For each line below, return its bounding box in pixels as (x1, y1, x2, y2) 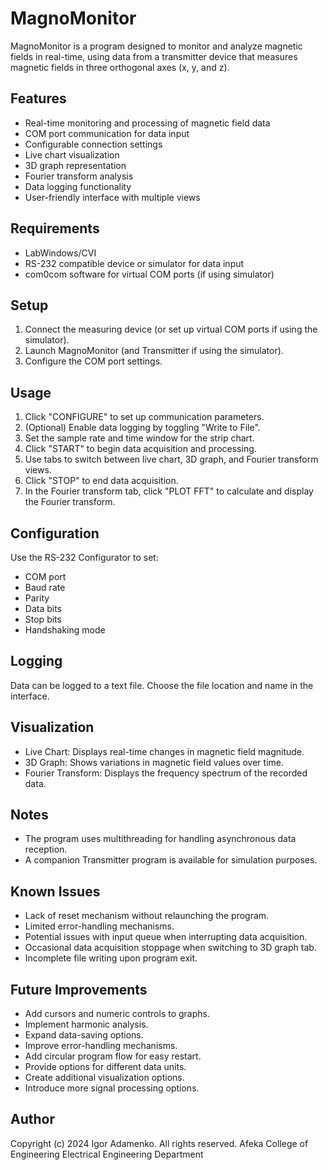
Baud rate (24, 582, 66, 593)
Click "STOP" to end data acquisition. (24, 475, 179, 487)
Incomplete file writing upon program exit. (24, 952, 198, 964)
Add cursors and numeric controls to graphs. (24, 1008, 210, 1020)
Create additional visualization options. (24, 1072, 185, 1084)
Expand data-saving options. (24, 1029, 144, 1041)
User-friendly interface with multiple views (24, 191, 201, 203)
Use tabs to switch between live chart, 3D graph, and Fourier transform (24, 453, 319, 466)
